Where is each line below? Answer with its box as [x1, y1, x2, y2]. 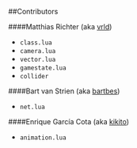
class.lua [19, 39, 53, 47]
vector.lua [19, 55, 56, 63]
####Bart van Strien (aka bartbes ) [8, 86, 120, 96]
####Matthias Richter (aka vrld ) [8, 22, 112, 31]
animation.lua [19, 134, 67, 142]
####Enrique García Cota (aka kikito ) [8, 117, 129, 126]
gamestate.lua [19, 64, 67, 72]
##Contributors [8, 7, 59, 16]
